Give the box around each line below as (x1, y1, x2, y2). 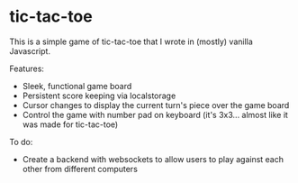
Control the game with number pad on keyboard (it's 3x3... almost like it (22, 109, 288, 120)
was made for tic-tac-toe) (22, 119, 119, 130)
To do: (9, 136, 33, 147)
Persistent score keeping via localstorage (22, 90, 176, 101)
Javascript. (9, 45, 51, 56)
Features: (9, 63, 45, 74)
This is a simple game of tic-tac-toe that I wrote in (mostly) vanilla (9, 36, 254, 47)
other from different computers (22, 163, 138, 174)
